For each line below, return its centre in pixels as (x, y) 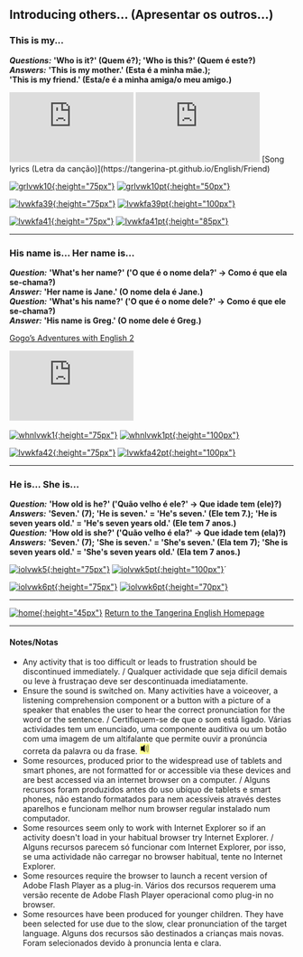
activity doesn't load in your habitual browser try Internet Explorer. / (148, 838)
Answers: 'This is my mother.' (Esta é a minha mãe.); (110, 70)
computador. (46, 818)
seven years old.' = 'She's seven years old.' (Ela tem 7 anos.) (125, 552)
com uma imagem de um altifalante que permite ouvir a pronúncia (145, 739)
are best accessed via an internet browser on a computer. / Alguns (146, 780)
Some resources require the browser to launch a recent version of (145, 876)
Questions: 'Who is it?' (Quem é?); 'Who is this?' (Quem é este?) (133, 60)
